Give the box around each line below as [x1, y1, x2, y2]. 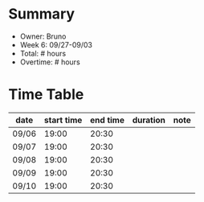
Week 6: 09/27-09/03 [19, 39, 92, 49]
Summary [8, 5, 75, 23]
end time [89, 114, 124, 126]
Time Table [8, 85, 84, 104]
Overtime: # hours [19, 57, 80, 67]
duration [132, 114, 166, 126]
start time [43, 114, 83, 126]
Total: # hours [19, 48, 67, 58]
